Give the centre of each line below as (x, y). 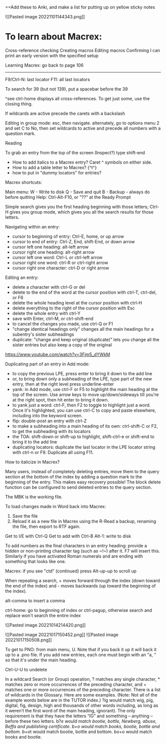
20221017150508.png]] (28, 640)
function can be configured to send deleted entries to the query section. (79, 487)
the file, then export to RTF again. (46, 526)
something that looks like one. (36, 561)
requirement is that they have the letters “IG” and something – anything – (79, 716)
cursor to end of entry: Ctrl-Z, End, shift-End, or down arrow (73, 241)
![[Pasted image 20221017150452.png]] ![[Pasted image (62, 634)
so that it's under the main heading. (41, 660)
